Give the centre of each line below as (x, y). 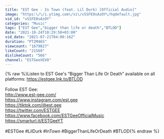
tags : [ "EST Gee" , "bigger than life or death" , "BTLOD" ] (63, 28)
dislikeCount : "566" (26, 55)
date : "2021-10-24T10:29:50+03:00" (41, 32)
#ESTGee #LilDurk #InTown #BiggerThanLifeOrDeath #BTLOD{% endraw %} (82, 131)
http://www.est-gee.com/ (31, 95)
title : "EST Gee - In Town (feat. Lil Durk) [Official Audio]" (71, 10)
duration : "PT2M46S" (26, 42)
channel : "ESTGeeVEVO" (28, 60)
